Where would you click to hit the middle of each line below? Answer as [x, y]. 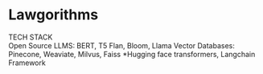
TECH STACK [31, 37]
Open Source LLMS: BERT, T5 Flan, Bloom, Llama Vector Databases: [122, 45]
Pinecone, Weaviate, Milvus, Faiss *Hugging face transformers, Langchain [132, 54]
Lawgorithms [53, 15]
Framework [27, 63]
